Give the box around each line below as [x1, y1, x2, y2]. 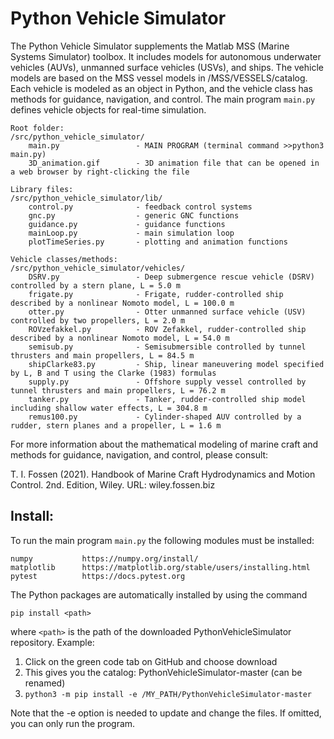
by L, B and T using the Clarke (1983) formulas [10, 368, 217, 378]
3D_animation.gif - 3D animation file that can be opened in [28, 158, 320, 168]
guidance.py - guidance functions [28, 219, 226, 229]
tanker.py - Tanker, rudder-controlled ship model [28, 394, 307, 404]
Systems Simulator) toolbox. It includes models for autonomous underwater [10, 50, 322, 62]
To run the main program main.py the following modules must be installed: [10, 534, 315, 546]
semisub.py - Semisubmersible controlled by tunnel [28, 342, 307, 352]
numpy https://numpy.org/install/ [10, 553, 199, 564]
